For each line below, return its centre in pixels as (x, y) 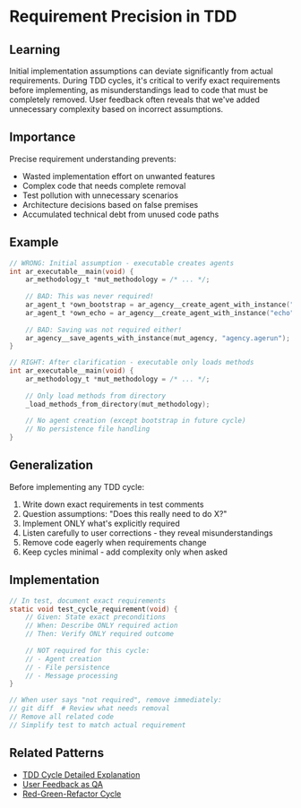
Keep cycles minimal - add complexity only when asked (125, 552)
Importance (43, 138)
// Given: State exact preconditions (96, 617)
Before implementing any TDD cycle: (77, 486)
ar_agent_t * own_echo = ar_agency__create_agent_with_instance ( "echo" (160, 313)
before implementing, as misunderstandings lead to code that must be (139, 90)
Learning (35, 50)
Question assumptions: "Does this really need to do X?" (125, 513)
